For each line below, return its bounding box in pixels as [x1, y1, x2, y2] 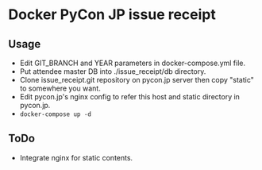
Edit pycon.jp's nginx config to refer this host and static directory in [19, 92, 241, 101]
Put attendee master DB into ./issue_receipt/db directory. [19, 67, 206, 76]
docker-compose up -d [19, 110, 91, 118]
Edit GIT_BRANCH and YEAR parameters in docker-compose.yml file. [19, 58, 246, 68]
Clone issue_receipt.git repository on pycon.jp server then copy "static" [19, 75, 254, 84]
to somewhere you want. [19, 83, 101, 93]
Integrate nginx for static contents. [19, 153, 133, 162]
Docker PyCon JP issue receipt [8, 6, 217, 24]
